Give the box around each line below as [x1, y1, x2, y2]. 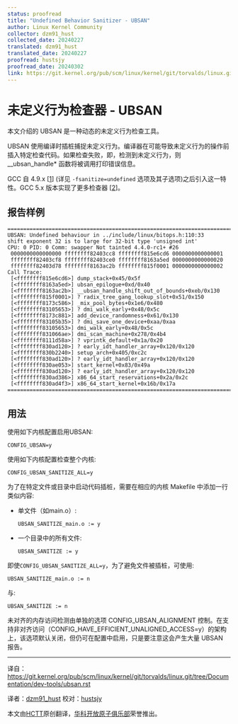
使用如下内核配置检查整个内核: [7, 455, 97, 464]
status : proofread [7, 10, 62, 18]
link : [7, 69, 23, 76]
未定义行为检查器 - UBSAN [7, 102, 163, 118]
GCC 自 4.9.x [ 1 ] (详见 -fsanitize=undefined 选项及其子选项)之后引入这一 [7, 175, 221, 183]
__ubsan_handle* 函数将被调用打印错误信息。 [7, 160, 140, 168]
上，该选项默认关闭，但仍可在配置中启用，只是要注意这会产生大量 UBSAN [7, 634, 223, 643]
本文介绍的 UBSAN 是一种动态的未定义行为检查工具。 [7, 127, 163, 135]
